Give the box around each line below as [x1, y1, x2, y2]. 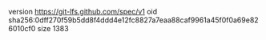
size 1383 [37, 24, 70, 33]
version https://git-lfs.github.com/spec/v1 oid [8, 7, 158, 16]
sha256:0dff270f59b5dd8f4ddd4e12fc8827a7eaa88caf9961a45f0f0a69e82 [8, 15, 259, 25]
